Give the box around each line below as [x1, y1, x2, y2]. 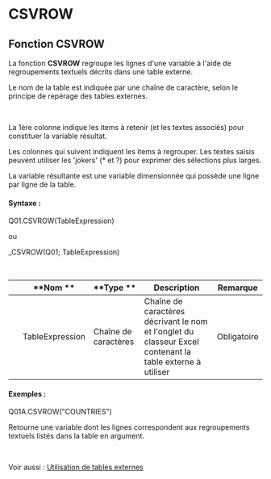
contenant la [144, 347, 192, 358]
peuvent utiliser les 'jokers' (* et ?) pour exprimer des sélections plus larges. [8, 155, 262, 165]
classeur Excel [144, 336, 199, 347]
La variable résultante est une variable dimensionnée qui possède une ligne [8, 171, 260, 180]
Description [153, 282, 200, 293]
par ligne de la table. [8, 179, 77, 189]
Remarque [217, 282, 258, 293]
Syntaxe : [8, 198, 41, 208]
